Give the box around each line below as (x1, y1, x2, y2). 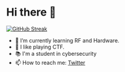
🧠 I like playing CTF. (14, 43, 65, 50)
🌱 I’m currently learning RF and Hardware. (14, 37, 120, 44)
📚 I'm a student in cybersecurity (14, 50, 97, 57)
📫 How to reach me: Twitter (14, 59, 86, 66)
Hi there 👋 (6, 5, 56, 19)
